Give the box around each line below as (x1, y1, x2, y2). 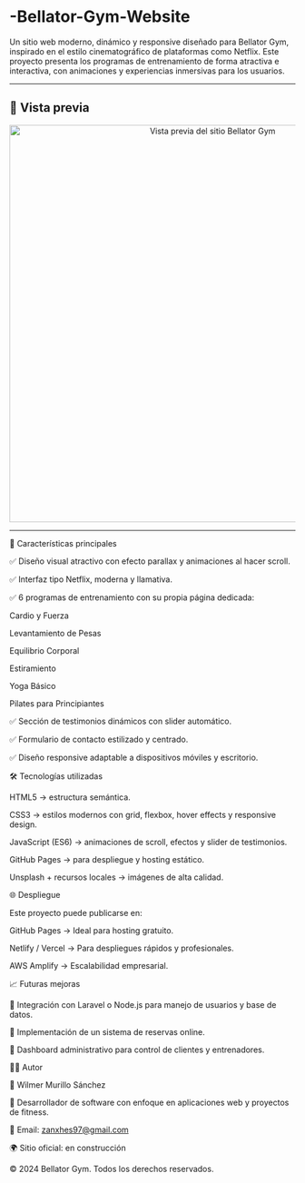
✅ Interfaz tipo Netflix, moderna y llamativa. (9, 574, 172, 585)
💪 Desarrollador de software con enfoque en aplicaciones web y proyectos (9, 1097, 290, 1108)
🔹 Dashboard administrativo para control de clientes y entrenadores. (9, 1044, 265, 1055)
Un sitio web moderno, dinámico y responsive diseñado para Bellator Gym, (9, 36, 290, 47)
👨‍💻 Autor (9, 1061, 44, 1072)
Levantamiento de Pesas (9, 627, 102, 638)
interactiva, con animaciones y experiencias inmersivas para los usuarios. (9, 65, 285, 76)
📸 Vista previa (9, 100, 90, 115)
